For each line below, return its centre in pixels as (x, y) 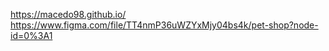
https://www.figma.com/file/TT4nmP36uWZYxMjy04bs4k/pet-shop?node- (164, 25)
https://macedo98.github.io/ (68, 14)
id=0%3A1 (31, 35)
